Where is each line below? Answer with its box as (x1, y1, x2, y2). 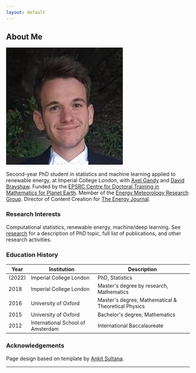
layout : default (6, 9, 45, 15)
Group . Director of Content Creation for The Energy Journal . (6, 196, 150, 203)
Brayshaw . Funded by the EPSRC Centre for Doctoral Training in (6, 183, 159, 190)
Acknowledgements (6, 341, 65, 350)
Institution (48, 265, 75, 272)
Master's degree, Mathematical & (97, 296, 177, 304)
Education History (6, 251, 58, 259)
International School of (31, 319, 86, 326)
